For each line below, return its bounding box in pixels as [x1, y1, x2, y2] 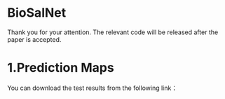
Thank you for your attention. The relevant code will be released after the [7, 28, 219, 36]
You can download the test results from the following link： [7, 84, 177, 92]
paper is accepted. [7, 35, 62, 43]
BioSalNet [7, 5, 67, 21]
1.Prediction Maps [7, 60, 114, 76]
